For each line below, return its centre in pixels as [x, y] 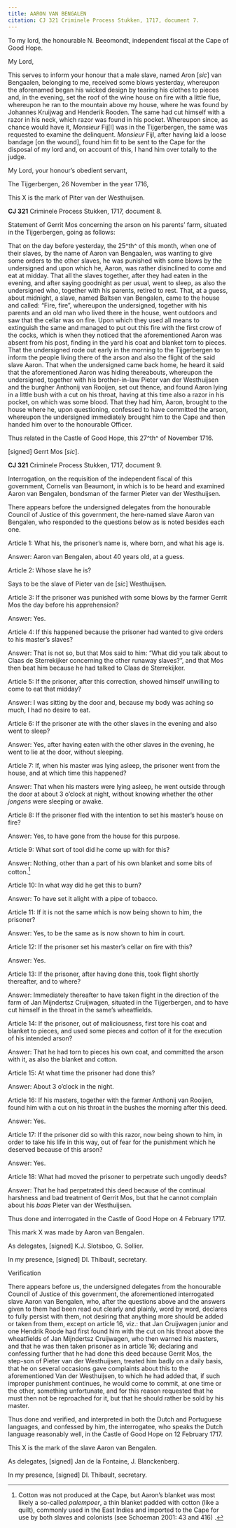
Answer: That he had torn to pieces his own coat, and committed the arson [116, 1052]
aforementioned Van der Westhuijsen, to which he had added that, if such [114, 1376]
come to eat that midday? [44, 689]
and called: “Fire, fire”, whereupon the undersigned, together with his [107, 305]
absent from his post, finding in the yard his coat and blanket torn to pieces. [117, 342]
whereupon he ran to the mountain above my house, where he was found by [118, 104]
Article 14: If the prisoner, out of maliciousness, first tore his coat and [107, 1024]
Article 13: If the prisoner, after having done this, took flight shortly [103, 974]
